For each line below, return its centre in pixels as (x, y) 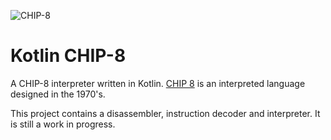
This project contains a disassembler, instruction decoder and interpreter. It (165, 113)
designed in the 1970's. (58, 94)
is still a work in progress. (63, 124)
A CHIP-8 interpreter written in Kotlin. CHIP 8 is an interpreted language (158, 83)
